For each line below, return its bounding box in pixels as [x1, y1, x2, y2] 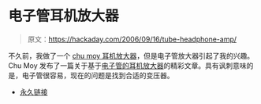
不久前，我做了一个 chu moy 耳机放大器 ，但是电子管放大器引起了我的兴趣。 [8, 51, 255, 60]
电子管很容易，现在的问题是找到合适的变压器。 [21, 70, 174, 80]
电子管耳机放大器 [8, 7, 120, 25]
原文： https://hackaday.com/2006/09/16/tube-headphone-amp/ [27, 34, 237, 44]
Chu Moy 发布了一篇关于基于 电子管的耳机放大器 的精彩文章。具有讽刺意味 [8, 60, 247, 70]
